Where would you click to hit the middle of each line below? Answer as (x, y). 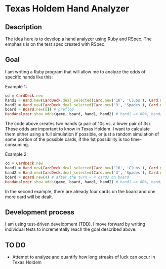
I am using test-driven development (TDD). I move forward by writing (75, 224)
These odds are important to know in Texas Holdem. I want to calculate (77, 129)
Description (23, 27)
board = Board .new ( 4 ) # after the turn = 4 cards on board (67, 177)
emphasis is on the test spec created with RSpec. (55, 44)
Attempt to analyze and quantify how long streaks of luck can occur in (84, 257)
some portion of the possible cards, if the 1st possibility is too (67, 139)
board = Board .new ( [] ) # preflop (40, 110)
